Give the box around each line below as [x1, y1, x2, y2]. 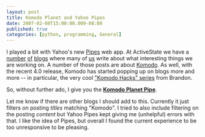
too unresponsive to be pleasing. [6, 124, 89, 131]
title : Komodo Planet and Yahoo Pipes [6, 15, 105, 21]
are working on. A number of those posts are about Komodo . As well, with [6, 61, 193, 69]
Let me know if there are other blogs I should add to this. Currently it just [6, 98, 190, 105]
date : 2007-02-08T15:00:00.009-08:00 [6, 20, 103, 26]
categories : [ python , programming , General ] [6, 32, 122, 38]
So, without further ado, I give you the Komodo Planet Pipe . [6, 86, 157, 93]
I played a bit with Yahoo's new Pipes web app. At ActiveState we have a [6, 48, 190, 55]
